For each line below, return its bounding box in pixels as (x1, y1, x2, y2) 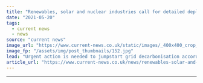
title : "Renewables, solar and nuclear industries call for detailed (6, 8, 185, 15)
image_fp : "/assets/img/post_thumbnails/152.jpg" (6, 48, 134, 54)
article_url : (6, 59, 39, 65)
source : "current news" (6, 37, 66, 43)
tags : (6, 20, 20, 26)
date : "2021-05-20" (6, 14, 56, 20)
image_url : (6, 43, 34, 49)
